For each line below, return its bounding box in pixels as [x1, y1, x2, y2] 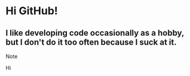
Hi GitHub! [5, 4, 58, 18]
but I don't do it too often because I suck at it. [5, 37, 177, 47]
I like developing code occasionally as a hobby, [5, 28, 185, 38]
